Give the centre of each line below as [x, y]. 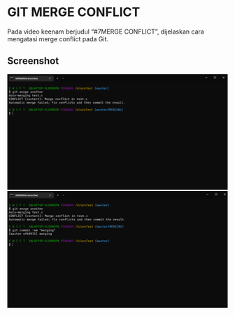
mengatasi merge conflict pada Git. [58, 38]
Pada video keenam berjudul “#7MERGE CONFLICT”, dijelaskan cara [106, 31]
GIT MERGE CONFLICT [74, 12]
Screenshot [33, 61]
